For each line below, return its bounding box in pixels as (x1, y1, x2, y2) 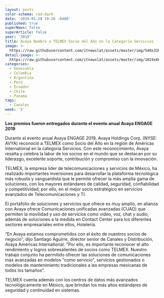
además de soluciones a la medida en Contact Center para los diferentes (5, 216, 152, 222)
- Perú (9, 80, 23, 85)
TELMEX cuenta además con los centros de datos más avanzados (5, 277, 138, 282)
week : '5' (5, 107, 25, 112)
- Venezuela (9, 66, 34, 71)
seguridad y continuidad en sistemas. (5, 287, 81, 293)
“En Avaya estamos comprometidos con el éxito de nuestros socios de (5, 231, 147, 237)
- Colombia (9, 71, 32, 76)
